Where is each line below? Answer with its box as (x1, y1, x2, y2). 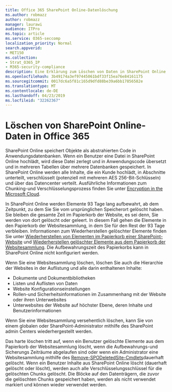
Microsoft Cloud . (5, 191, 41, 197)
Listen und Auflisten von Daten (12, 281, 78, 287)
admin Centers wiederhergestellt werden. (5, 328, 93, 335)
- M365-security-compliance (5, 64, 66, 70)
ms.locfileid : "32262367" (5, 98, 60, 103)
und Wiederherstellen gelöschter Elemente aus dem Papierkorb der (24, 239, 166, 245)
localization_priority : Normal (5, 41, 72, 46)
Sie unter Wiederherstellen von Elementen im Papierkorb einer (5, 234, 137, 240)
